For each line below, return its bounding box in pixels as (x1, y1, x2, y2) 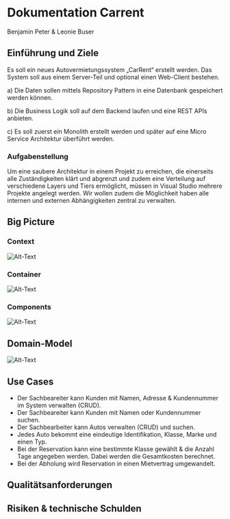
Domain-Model (7, 337, 73, 349)
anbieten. (7, 114, 34, 122)
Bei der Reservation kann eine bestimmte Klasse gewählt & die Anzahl (16, 444, 214, 453)
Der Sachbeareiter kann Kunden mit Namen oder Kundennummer (16, 408, 201, 416)
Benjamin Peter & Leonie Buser (7, 27, 94, 36)
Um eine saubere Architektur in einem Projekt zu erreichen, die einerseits (7, 167, 214, 176)
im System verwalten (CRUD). (16, 401, 101, 409)
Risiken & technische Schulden (7, 503, 142, 514)
